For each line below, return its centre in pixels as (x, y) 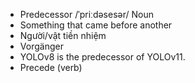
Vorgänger (41, 46)
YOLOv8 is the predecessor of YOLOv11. (102, 57)
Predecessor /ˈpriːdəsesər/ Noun (86, 14)
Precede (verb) (51, 67)
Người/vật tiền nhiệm (63, 35)
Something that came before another (96, 25)
